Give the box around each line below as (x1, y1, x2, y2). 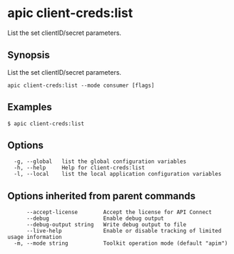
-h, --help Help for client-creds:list (14, 164, 145, 171)
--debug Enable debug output (26, 215, 164, 222)
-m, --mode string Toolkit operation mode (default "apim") (14, 240, 228, 247)
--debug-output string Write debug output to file (26, 221, 187, 228)
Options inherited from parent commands (7, 190, 196, 202)
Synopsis (7, 49, 50, 61)
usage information (7, 233, 62, 241)
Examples (7, 101, 52, 113)
